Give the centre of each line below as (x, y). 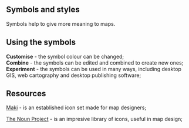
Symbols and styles (43, 10)
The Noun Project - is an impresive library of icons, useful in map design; (95, 119)
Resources (26, 94)
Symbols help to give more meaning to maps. (61, 23)
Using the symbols (41, 43)
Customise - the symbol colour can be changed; (65, 56)
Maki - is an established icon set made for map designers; (76, 107)
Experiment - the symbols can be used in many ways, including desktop (94, 69)
